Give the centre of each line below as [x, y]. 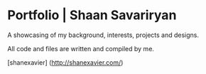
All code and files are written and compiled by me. [81, 48]
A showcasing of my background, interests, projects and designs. [103, 35]
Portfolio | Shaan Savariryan [92, 15]
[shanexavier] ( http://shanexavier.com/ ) [65, 62]
